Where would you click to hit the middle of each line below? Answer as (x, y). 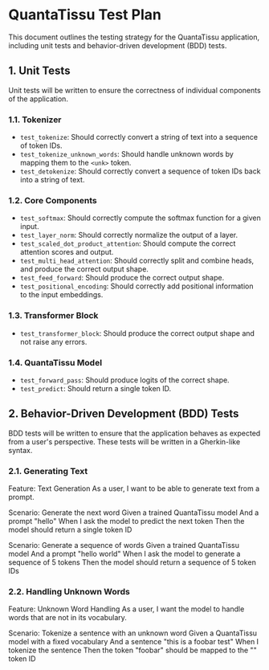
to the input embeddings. (61, 295)
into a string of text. (52, 180)
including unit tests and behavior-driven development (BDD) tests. (118, 45)
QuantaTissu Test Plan (85, 15)
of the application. (38, 99)
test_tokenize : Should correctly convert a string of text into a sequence (139, 137)
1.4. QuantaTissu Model (55, 362)
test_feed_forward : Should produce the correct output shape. (122, 278)
